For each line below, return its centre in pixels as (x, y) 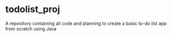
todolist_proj (33, 9)
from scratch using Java (31, 28)
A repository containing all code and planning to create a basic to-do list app (86, 23)
